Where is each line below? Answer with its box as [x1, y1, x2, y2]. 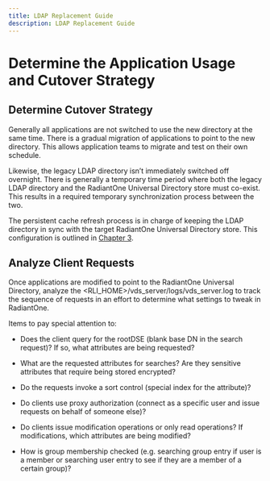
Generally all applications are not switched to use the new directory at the [8, 124, 253, 134]
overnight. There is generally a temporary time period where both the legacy [8, 174, 262, 184]
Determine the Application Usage [8, 54, 236, 73]
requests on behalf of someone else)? [19, 407, 147, 417]
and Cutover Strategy [8, 71, 156, 89]
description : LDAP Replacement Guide [8, 19, 135, 27]
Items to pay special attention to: [8, 319, 117, 329]
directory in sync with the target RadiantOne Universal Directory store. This [8, 224, 258, 234]
